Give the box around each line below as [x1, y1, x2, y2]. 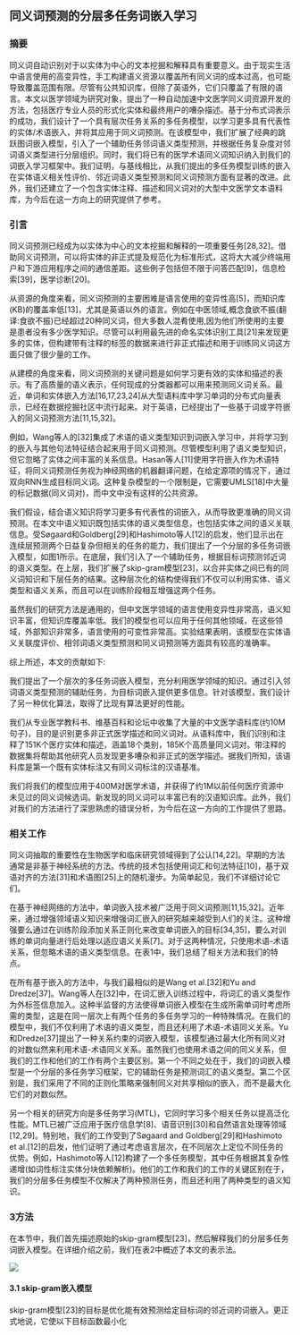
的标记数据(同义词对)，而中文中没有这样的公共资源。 [9, 487, 204, 498]
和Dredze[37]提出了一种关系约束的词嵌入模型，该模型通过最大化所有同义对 [9, 1033, 286, 1044]
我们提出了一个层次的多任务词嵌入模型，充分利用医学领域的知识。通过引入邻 [9, 675, 291, 686]
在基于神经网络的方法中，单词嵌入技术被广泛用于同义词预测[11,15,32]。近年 [9, 902, 285, 913]
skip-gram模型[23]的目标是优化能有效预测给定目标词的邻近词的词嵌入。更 [9, 1305, 281, 1315]
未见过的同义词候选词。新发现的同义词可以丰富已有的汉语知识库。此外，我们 [9, 791, 291, 803]
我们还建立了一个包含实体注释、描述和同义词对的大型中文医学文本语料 [24, 183, 283, 193]
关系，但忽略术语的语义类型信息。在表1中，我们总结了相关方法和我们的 [9, 947, 271, 957]
